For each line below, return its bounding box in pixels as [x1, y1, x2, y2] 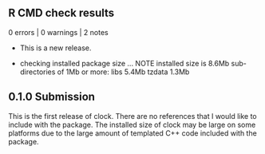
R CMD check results [8, 6, 115, 20]
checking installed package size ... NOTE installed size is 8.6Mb [19, 58, 230, 68]
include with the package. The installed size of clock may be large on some [8, 120, 256, 129]
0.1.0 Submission [8, 90, 96, 104]
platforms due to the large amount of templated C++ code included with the [8, 128, 257, 138]
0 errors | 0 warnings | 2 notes [8, 27, 109, 37]
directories [19, 67, 56, 77]
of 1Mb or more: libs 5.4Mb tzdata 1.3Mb [57, 67, 190, 77]
